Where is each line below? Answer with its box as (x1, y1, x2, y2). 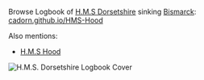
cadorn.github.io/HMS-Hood (8, 15, 103, 25)
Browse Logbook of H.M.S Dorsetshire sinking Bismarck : (8, 7, 197, 16)
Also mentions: (8, 32, 58, 40)
